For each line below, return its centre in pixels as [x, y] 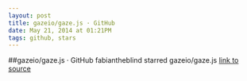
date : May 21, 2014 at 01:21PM [60, 30]
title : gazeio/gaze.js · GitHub [62, 23]
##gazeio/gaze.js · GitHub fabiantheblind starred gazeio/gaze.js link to [123, 60]
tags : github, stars [42, 38]
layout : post [30, 15]
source [20, 69]
